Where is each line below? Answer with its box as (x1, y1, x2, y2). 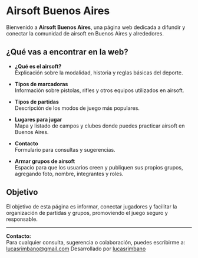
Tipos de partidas (14, 98, 59, 105)
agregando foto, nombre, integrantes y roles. (14, 170, 124, 177)
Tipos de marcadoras (14, 80, 68, 87)
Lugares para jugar (14, 116, 62, 123)
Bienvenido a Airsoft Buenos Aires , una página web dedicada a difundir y (6, 24, 186, 31)
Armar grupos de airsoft (14, 158, 75, 165)
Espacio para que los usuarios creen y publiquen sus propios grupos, (14, 164, 183, 171)
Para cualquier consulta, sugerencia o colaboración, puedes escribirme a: (6, 239, 186, 246)
